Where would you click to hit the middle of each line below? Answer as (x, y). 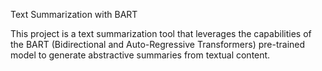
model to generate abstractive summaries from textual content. (140, 55)
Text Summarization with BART (74, 14)
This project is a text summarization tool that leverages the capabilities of (161, 33)
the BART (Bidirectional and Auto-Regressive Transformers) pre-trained (158, 44)
